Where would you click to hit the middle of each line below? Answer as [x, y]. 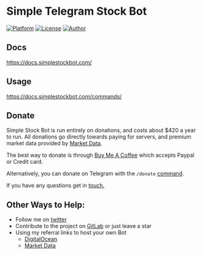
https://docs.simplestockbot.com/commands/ [64, 96]
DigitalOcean [41, 239]
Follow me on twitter [41, 219]
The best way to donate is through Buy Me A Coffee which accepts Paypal [100, 155]
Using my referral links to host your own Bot [71, 233]
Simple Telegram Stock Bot [77, 11]
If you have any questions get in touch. [56, 186]
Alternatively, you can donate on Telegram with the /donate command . [95, 173]
